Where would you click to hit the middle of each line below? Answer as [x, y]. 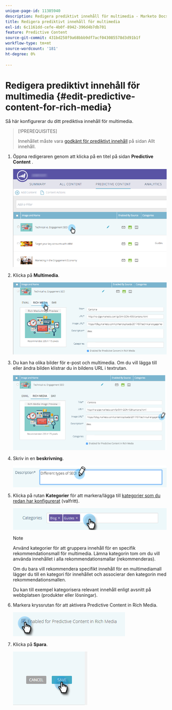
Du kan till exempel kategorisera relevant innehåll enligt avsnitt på [82, 590]
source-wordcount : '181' [32, 49]
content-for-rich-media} [59, 107]
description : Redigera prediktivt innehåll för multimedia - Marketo [81, 16]
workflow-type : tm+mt [28, 44]
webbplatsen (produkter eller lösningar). [55, 595]
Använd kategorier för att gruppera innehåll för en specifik [74, 548]
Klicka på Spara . [30, 644]
